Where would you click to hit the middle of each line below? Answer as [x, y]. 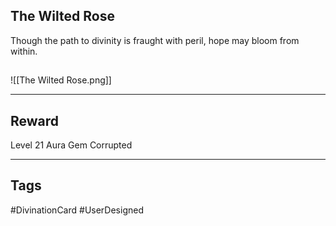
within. [24, 51]
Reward [35, 120]
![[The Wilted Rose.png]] [61, 80]
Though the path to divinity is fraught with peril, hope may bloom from [155, 40]
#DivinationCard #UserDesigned [77, 210]
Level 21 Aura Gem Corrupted [71, 145]
